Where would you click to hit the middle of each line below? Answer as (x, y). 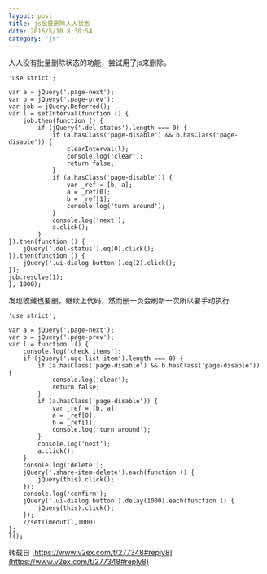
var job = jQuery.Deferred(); (60, 107)
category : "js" (34, 39)
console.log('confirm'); (65, 494)
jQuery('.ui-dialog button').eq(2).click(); (100, 263)
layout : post (31, 16)
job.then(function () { (63, 121)
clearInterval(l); (98, 150)
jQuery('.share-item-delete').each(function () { (109, 472)
